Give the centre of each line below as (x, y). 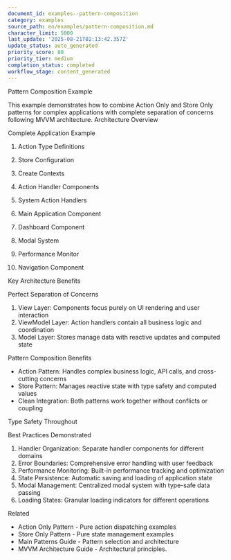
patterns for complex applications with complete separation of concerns (111, 112)
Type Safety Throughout (43, 421)
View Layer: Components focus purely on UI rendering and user (109, 307)
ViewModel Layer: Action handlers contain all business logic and (110, 322)
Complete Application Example (52, 133)
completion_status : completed (52, 65)
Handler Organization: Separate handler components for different (111, 448)
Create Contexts (41, 173)
